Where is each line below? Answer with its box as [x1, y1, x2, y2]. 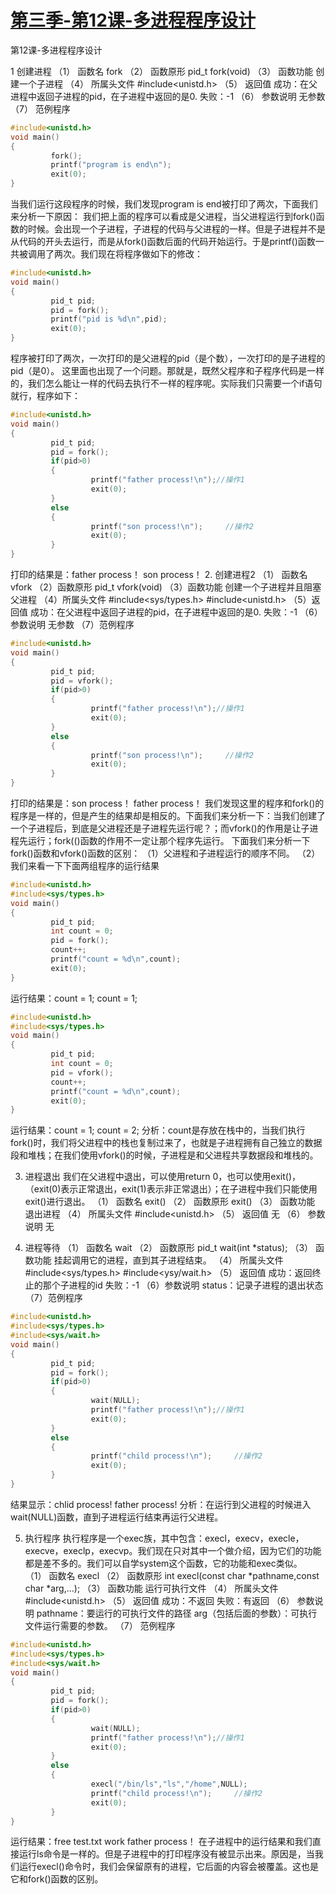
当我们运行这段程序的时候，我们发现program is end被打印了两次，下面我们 [10, 198, 318, 210]
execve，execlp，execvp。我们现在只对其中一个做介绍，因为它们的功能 [24, 1544, 322, 1556]
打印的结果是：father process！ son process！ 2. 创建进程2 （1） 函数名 [10, 569, 308, 581]
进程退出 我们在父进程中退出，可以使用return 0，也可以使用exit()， [24, 1171, 301, 1183]
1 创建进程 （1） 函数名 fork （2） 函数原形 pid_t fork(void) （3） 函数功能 [10, 65, 314, 77]
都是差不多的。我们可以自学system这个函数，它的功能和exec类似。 [24, 1557, 303, 1569]
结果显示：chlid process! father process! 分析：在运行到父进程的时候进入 [10, 1498, 312, 1510]
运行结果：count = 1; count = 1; [10, 992, 138, 1004]
